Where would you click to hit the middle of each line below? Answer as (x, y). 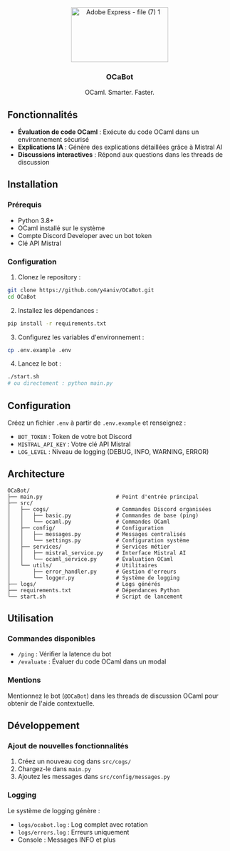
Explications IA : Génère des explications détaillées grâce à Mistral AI (120, 147)
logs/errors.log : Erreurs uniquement (73, 832)
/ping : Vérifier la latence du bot (64, 654)
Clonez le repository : (49, 277)
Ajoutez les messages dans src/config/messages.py (94, 777)
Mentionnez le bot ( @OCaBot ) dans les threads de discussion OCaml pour (113, 696)
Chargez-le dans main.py (54, 769)
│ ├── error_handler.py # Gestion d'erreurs (92, 572)
